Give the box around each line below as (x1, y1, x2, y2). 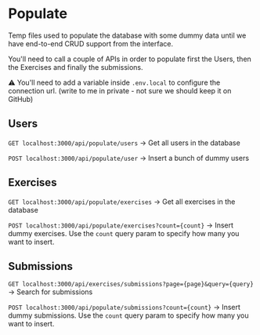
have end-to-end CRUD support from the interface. (8, 38, 174, 48)
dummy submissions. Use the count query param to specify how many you (8, 311, 249, 320)
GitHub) (8, 94, 34, 104)
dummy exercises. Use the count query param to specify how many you (8, 228, 240, 238)
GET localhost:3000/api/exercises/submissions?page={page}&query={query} (8, 280, 255, 289)
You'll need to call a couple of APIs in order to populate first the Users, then (8, 54, 252, 64)
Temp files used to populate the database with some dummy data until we (8, 31, 247, 40)
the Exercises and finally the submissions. (8, 62, 143, 71)
